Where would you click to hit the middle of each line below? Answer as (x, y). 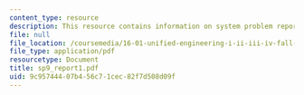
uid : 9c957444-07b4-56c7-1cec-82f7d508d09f (93, 77)
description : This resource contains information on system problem (141, 26)
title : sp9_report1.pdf (54, 69)
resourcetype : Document (54, 60)
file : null (30, 34)
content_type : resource (54, 18)
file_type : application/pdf (62, 52)
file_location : (38, 43)
